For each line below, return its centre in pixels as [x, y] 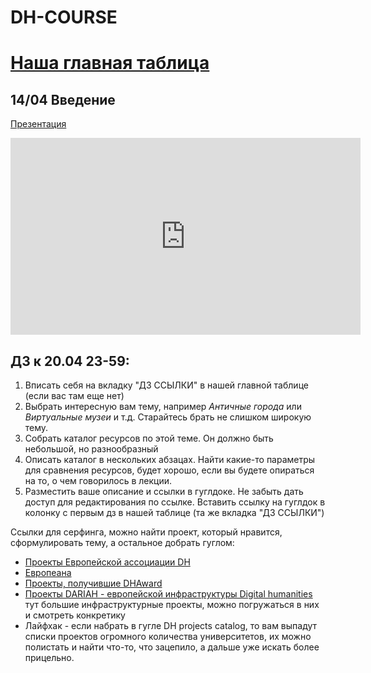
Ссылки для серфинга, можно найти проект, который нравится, [146, 532]
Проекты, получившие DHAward [93, 583]
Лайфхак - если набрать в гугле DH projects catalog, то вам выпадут [171, 625]
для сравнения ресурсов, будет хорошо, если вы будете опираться [169, 470]
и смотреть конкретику [75, 615]
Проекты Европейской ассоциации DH [107, 562]
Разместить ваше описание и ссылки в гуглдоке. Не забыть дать [164, 491]
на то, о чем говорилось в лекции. [98, 480]
